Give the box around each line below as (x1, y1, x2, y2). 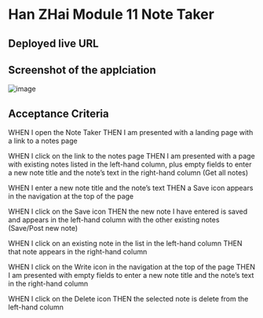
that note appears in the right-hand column (8, 247, 148, 257)
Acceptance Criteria (8, 107, 109, 120)
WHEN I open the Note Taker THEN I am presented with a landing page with (8, 128, 254, 137)
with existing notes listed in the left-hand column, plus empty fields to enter (8, 159, 252, 170)
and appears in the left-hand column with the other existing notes (8, 215, 220, 225)
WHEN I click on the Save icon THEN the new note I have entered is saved (8, 207, 248, 217)
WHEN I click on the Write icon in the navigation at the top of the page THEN (8, 262, 255, 272)
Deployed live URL (8, 37, 100, 50)
